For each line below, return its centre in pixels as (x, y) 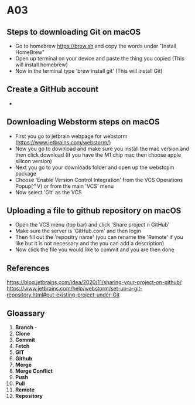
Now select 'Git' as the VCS (48, 192)
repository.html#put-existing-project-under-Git (63, 295)
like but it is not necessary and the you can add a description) (90, 244)
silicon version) (33, 161)
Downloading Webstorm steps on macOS (83, 122)
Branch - (26, 328)
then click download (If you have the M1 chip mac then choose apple (98, 155)
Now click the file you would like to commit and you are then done (95, 249)
